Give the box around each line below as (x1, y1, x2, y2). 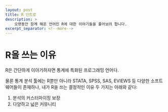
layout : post (5, 7, 33, 13)
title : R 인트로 (5, 12, 36, 17)
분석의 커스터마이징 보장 (12, 95, 61, 101)
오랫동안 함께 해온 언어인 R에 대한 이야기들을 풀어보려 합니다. (14, 21, 128, 27)
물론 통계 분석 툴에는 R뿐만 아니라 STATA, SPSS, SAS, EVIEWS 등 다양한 (5, 78, 150, 84)
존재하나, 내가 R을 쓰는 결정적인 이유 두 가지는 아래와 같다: (22, 84, 138, 90)
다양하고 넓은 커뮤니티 (12, 101, 57, 107)
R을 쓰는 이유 (5, 49, 57, 61)
